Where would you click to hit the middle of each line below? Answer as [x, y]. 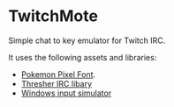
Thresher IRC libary [56, 83]
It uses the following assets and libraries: [83, 57]
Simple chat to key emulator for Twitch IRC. [87, 40]
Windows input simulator [66, 93]
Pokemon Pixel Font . [58, 74]
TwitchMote [53, 16]
